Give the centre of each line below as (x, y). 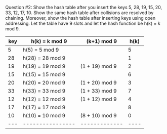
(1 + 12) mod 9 (99, 99)
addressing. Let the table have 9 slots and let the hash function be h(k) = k (83, 23)
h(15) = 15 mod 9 (44, 74)
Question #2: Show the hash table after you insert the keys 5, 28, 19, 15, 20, (84, 7)
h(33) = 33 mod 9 (44, 91)
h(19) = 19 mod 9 (44, 66)
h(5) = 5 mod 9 (41, 50)
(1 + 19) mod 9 (99, 66)
